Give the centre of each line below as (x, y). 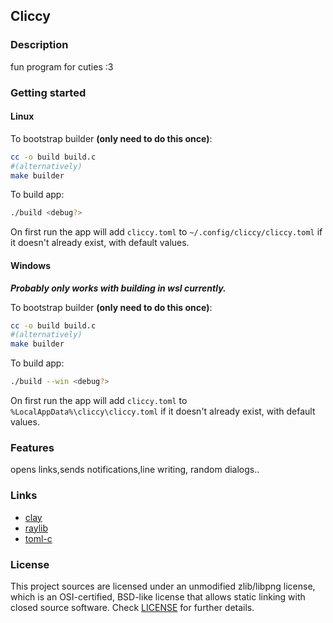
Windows (30, 265)
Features (32, 447)
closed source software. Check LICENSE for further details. (132, 607)
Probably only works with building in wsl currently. (118, 288)
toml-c (38, 538)
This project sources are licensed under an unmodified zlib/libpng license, (163, 586)
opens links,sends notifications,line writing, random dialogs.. (135, 470)
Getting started (48, 92)
